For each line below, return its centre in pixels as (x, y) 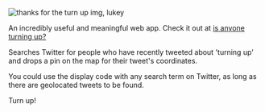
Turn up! (22, 100)
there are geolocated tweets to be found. (77, 85)
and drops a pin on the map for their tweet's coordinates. (103, 61)
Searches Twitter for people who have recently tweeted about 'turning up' (131, 52)
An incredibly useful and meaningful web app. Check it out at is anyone (127, 28)
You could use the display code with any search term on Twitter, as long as (132, 76)
